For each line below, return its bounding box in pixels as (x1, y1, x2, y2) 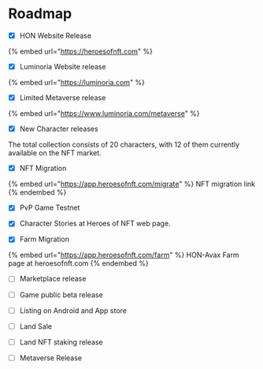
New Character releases (19, 124, 98, 134)
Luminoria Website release (19, 62, 106, 71)
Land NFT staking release (19, 337, 104, 347)
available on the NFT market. (8, 148, 102, 158)
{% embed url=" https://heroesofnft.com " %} (8, 47, 154, 56)
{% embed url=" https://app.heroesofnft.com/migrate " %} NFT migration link (8, 179, 256, 189)
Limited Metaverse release (19, 93, 106, 102)
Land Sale (19, 321, 53, 331)
